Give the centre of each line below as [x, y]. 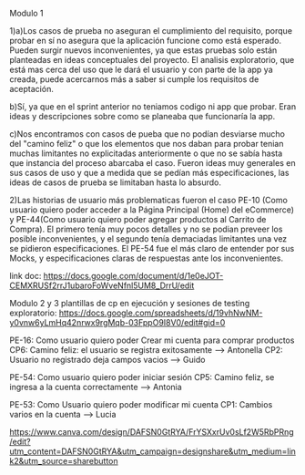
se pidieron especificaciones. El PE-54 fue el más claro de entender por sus [152, 248]
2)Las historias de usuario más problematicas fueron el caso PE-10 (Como [149, 200]
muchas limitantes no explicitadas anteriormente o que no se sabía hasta [146, 153]
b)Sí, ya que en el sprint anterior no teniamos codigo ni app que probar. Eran [153, 107]
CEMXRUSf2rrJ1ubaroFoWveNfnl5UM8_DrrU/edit [102, 285]
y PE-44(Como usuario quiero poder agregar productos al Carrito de [138, 219]
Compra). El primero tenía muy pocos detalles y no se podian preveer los [146, 229]
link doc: [25, 276]
